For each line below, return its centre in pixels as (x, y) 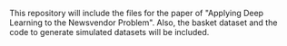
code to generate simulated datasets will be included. (109, 32)
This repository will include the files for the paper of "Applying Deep (137, 13)
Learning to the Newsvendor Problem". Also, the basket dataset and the (143, 23)
